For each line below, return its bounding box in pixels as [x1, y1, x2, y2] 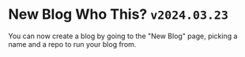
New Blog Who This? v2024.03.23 [8, 5, 229, 23]
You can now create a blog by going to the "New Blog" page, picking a [8, 31, 238, 41]
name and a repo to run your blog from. [8, 39, 137, 48]
